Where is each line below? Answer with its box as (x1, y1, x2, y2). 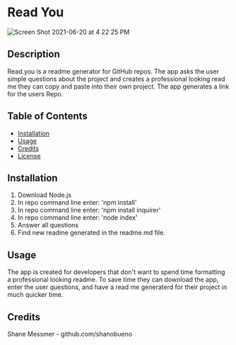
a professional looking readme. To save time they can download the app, (7, 276, 219, 284)
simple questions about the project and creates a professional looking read (7, 74, 225, 83)
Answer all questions (17, 221, 79, 230)
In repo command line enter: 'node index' (17, 213, 138, 222)
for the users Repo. (7, 89, 64, 98)
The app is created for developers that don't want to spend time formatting (7, 268, 225, 276)
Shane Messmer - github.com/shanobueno (7, 330, 133, 338)
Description (7, 48, 60, 60)
